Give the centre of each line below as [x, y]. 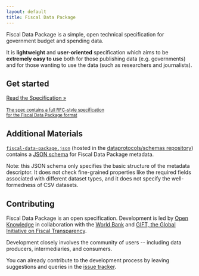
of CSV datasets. [57, 185]
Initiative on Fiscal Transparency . [46, 231]
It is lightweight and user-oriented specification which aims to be [87, 52]
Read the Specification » [36, 98]
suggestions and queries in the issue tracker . [61, 266]
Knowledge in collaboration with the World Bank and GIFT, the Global [91, 224]
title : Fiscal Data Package [41, 17]
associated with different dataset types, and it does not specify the [88, 179]
